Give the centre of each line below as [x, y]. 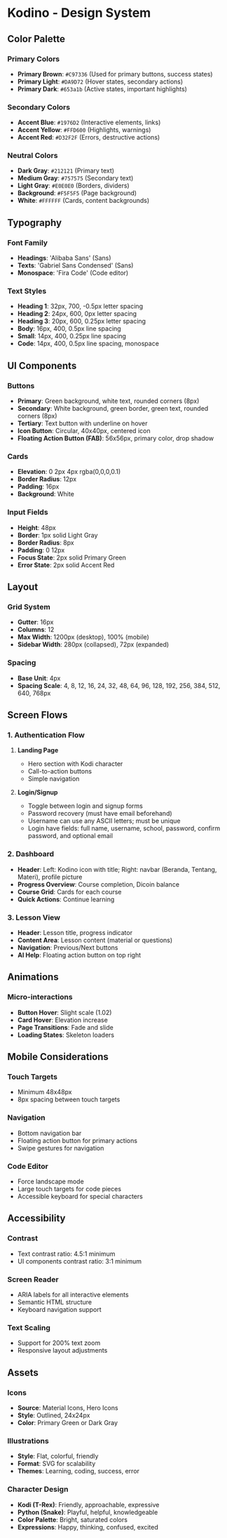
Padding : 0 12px [41, 550]
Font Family [27, 242]
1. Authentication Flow [46, 735]
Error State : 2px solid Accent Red [66, 565]
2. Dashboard [31, 854]
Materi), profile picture [50, 877]
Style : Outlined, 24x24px [54, 1415]
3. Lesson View [34, 917]
